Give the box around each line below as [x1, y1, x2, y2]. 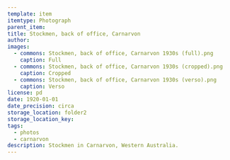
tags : [7, 122, 23, 130]
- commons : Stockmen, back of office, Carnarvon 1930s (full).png [13, 50, 214, 57]
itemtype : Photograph [7, 17, 71, 24]
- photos [13, 129, 40, 136]
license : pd [7, 89, 42, 96]
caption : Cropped [20, 69, 71, 76]
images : [7, 43, 30, 50]
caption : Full [20, 57, 62, 64]
